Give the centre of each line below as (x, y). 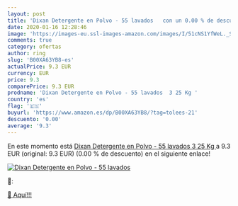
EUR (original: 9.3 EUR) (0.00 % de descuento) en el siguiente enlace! (109, 154)
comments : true (30, 40)
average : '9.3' (30, 126)
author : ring (27, 54)
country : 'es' (28, 100)
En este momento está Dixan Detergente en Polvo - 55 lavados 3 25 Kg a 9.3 (119, 146)
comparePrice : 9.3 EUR (41, 86)
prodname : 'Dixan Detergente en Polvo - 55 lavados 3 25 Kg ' (103, 93)
